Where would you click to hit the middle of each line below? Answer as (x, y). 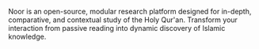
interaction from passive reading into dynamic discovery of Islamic (117, 28)
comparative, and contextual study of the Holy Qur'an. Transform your (123, 20)
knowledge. (27, 36)
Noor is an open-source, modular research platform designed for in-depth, (130, 11)
